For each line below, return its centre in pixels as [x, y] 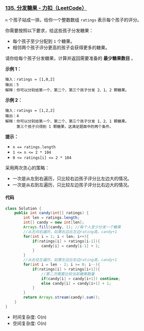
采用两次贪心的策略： [27, 168]
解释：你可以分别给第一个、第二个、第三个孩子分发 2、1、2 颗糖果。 [67, 90]
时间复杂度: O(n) [29, 317]
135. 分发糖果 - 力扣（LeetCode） [46, 8]
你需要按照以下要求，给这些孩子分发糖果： [49, 31]
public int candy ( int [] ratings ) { [52, 213]
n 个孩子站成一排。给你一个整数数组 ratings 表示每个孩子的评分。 [74, 20]
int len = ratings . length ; [52, 218]
